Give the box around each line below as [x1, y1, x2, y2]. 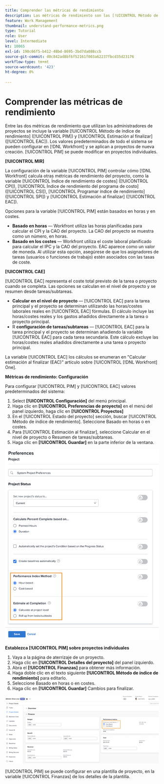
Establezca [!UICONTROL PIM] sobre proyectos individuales [5, 644, 129, 651]
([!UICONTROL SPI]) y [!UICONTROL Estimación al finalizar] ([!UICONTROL [5, 193, 156, 200]
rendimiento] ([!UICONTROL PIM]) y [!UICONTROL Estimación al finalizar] [5, 133, 153, 139]
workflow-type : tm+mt [5, 59, 49, 64]
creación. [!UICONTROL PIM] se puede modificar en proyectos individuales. [5, 149, 158, 155]
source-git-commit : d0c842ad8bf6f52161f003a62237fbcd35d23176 [5, 54, 134, 59]
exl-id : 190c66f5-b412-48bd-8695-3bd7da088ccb [5, 49, 102, 54]
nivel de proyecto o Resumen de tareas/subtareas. [12, 434, 114, 440]
